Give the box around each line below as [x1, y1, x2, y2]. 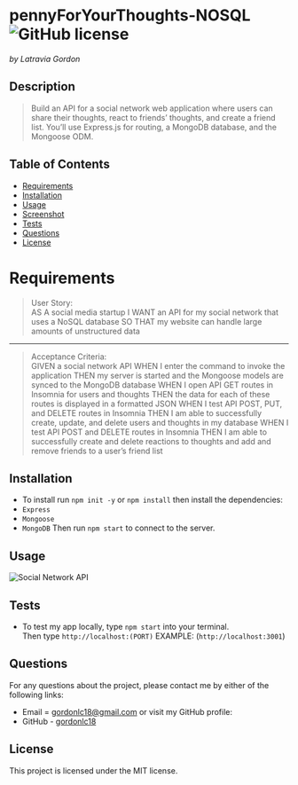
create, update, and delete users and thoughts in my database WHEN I [30, 417, 289, 428]
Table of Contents [9, 157, 111, 172]
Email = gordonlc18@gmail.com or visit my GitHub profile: [21, 706, 233, 717]
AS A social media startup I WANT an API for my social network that [30, 307, 279, 318]
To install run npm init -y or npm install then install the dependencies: [21, 494, 284, 506]
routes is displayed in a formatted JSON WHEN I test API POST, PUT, [30, 398, 283, 409]
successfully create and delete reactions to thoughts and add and [30, 436, 272, 446]
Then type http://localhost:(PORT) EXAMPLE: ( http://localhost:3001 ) [21, 631, 286, 641]
